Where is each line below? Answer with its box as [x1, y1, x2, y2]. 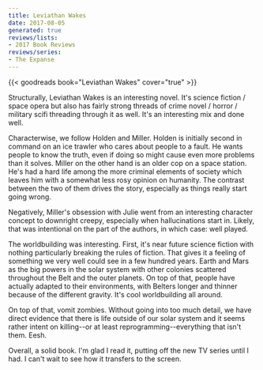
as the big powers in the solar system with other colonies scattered [8, 264, 227, 274]
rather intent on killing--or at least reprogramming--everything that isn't [8, 322, 242, 331]
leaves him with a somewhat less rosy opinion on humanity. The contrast [8, 175, 245, 184]
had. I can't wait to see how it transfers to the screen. [8, 353, 182, 364]
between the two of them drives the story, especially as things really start [8, 183, 247, 193]
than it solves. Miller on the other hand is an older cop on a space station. [8, 158, 247, 168]
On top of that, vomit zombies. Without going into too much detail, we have [8, 305, 252, 315]
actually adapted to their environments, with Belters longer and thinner [8, 281, 238, 291]
